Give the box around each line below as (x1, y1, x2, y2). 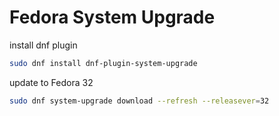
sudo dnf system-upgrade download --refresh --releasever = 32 (9, 96, 270, 106)
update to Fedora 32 (9, 76, 94, 88)
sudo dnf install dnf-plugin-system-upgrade (9, 58, 198, 68)
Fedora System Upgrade (9, 6, 216, 29)
